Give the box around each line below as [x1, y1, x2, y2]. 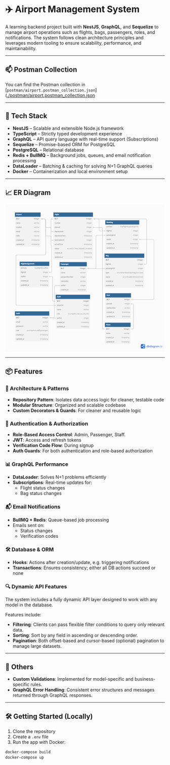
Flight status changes [20, 485, 65, 491]
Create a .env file [12, 734, 49, 740]
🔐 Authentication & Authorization [5, 420, 89, 427]
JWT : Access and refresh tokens [12, 437, 82, 443]
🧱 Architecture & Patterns [5, 385, 69, 392]
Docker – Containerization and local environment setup [12, 168, 128, 175]
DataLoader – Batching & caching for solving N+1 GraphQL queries [12, 163, 153, 169]
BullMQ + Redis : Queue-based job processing [12, 516, 109, 523]
